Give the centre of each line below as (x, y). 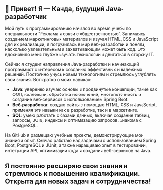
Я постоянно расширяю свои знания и (66, 166)
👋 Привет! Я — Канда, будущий (55, 9)
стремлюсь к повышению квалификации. (72, 174)
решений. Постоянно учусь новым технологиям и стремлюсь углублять (81, 74)
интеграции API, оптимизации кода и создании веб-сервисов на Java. (78, 150)
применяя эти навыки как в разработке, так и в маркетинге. (75, 110)
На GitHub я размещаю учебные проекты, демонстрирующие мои (74, 135)
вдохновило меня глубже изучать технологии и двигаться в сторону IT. (80, 54)
